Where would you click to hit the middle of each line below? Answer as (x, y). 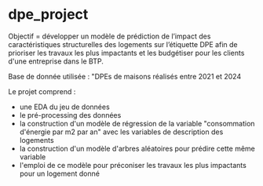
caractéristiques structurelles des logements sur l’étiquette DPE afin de (123, 44)
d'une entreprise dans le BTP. (56, 61)
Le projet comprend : (42, 91)
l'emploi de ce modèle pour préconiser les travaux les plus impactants (133, 165)
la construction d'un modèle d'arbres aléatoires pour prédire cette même (137, 148)
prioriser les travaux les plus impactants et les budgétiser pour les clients (126, 53)
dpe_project (48, 15)
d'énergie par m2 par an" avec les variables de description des (121, 132)
